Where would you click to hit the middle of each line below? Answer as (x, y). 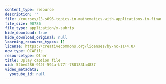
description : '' (22, 14)
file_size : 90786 (23, 23)
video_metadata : (22, 70)
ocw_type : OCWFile (24, 51)
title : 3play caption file (33, 60)
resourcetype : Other (26, 56)
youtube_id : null (27, 74)
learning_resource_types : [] (35, 42)
